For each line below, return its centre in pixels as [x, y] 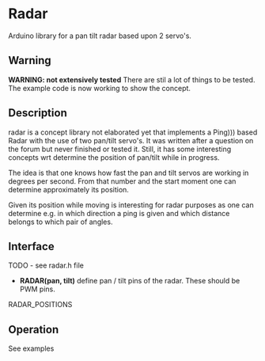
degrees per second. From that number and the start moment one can [122, 181]
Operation [34, 329]
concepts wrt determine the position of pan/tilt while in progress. [114, 157]
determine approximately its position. [68, 189]
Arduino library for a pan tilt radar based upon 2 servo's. [100, 36]
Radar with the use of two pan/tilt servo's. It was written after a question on [131, 140]
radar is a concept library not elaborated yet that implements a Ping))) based [133, 132]
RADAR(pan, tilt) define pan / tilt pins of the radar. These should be [130, 281]
